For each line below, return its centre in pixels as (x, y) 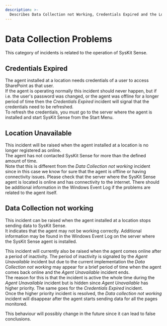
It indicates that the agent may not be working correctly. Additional (73, 231)
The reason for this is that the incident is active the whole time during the (80, 277)
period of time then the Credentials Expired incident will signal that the (77, 102)
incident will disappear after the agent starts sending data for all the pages (81, 299)
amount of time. (21, 161)
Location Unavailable (39, 133)
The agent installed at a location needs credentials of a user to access (77, 81)
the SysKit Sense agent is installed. (41, 241)
